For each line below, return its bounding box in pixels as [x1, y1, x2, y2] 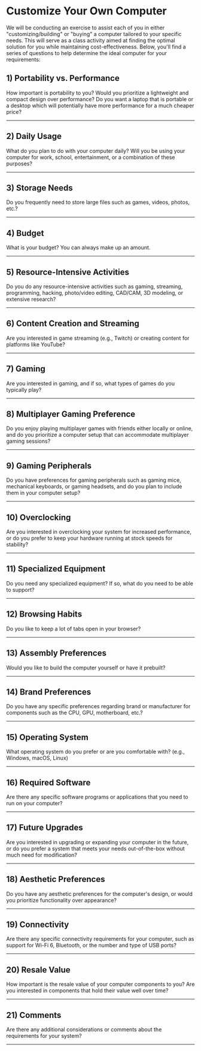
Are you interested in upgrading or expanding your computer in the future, [6, 838, 189, 845]
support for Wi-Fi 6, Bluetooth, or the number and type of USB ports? [6, 942, 176, 949]
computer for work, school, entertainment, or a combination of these [6, 153, 175, 161]
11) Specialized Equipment [6, 564, 106, 574]
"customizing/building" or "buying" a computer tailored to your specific [6, 30, 182, 37]
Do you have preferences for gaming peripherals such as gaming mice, [6, 476, 181, 484]
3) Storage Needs [6, 183, 73, 193]
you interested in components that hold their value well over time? [6, 987, 169, 994]
